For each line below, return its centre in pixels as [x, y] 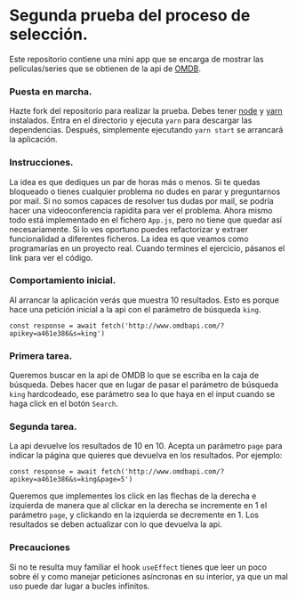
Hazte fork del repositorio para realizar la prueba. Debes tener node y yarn [146, 111]
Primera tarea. [41, 355]
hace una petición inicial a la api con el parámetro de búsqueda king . [135, 309]
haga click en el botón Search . [64, 404]
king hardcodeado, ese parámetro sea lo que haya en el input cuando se [142, 394]
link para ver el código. [51, 257]
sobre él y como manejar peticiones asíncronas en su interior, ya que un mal [149, 576]
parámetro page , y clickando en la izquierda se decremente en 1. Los [134, 515]
